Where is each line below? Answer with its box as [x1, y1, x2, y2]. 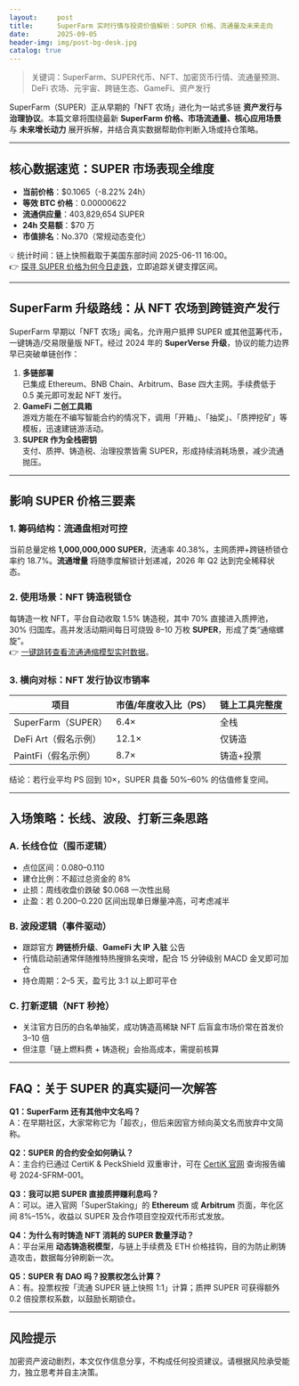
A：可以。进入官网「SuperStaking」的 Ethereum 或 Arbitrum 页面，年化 [9, 1200, 277, 1210]
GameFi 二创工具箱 [21, 400, 93, 411]
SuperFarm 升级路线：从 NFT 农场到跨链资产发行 [9, 300, 280, 316]
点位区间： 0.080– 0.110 [21, 862, 105, 873]
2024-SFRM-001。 [19, 1169, 89, 1181]
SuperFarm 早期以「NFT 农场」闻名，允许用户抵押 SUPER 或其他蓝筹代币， [9, 326, 287, 337]
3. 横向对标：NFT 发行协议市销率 [9, 674, 150, 686]
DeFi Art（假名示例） [13, 733, 102, 745]
